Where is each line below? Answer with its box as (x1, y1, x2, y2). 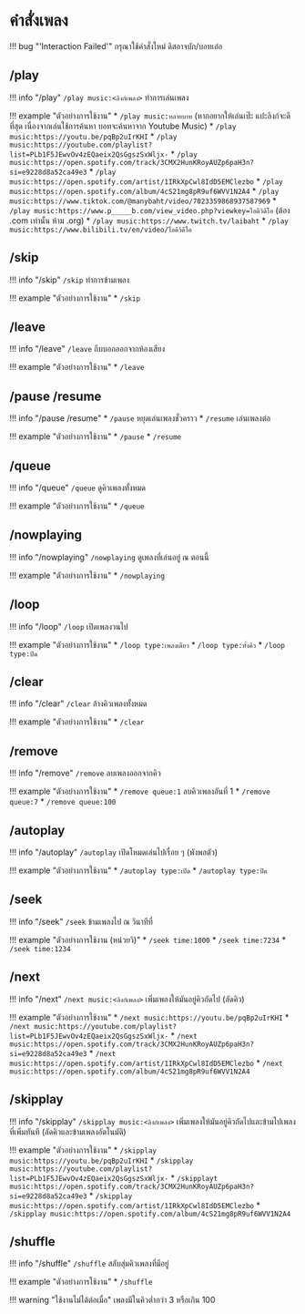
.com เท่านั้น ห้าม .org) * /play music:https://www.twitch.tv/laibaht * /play (9, 215, 289, 226)
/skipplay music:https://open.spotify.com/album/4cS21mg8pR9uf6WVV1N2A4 (9, 1209, 291, 1218)
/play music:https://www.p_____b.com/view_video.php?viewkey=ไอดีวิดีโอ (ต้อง (9, 204, 290, 215)
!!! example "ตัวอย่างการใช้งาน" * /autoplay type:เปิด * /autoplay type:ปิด (9, 865, 268, 876)
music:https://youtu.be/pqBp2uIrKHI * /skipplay (9, 1155, 194, 1165)
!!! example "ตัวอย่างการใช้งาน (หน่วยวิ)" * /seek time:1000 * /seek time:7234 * (9, 934, 287, 945)
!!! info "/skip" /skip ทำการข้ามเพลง (9, 274, 130, 285)
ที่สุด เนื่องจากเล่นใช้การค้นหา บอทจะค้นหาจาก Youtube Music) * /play (9, 120, 237, 131)
